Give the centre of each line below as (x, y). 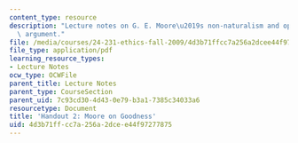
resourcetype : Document (53, 108)
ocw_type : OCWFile (43, 75)
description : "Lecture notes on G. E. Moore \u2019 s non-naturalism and (144, 26)
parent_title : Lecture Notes (63, 83)
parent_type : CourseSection (61, 91)
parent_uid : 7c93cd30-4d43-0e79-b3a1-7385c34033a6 (105, 100)
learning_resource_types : (57, 59)
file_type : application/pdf (61, 51)
